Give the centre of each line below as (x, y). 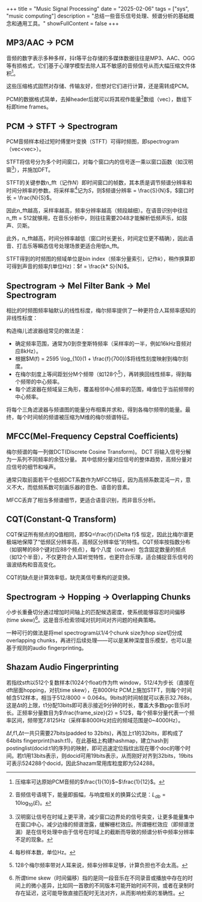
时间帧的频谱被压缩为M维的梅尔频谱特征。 (79, 417)
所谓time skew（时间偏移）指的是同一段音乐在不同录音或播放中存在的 (101, 878)
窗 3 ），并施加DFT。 (30, 169)
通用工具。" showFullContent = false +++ (68, 23)
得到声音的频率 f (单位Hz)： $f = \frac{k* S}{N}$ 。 (72, 266)
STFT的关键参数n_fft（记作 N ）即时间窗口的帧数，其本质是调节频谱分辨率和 (99, 182)
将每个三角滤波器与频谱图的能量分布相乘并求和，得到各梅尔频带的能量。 (96, 409)
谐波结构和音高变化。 (32, 565)
